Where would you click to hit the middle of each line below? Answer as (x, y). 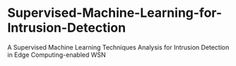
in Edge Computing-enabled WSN (57, 55)
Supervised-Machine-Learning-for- (115, 13)
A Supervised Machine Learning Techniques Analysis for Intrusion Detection (118, 47)
